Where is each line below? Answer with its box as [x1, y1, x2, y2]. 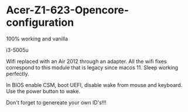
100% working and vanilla [6, 35, 69, 42]
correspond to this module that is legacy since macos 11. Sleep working [6, 64, 179, 71]
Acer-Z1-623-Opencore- [6, 3, 129, 17]
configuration [6, 16, 74, 29]
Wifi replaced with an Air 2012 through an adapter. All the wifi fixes [6, 58, 167, 65]
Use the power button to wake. [6, 87, 81, 94]
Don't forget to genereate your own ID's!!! [6, 99, 107, 106]
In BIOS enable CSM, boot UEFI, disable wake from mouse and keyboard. [6, 81, 183, 88]
